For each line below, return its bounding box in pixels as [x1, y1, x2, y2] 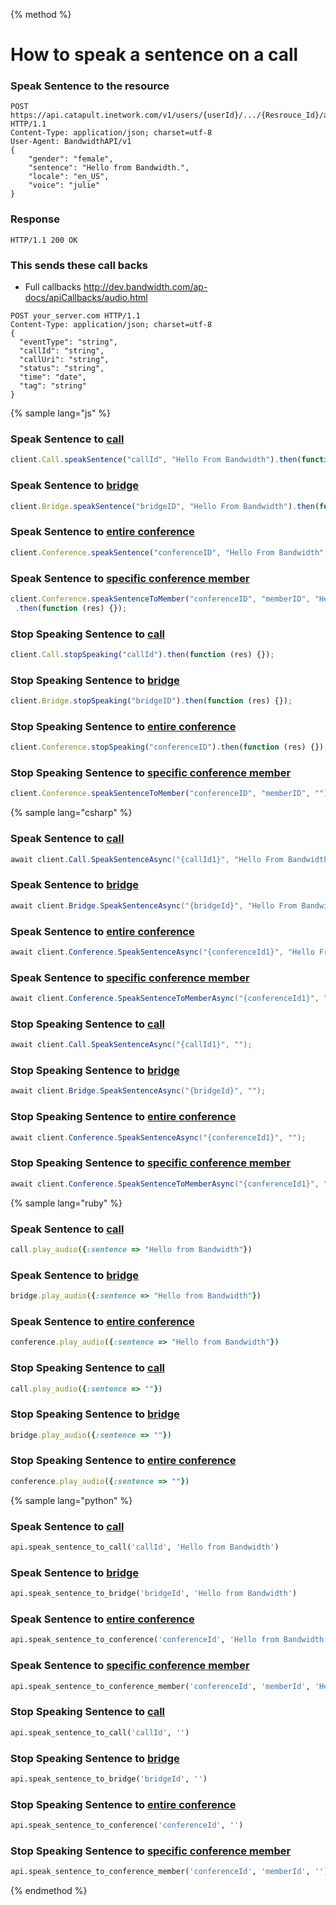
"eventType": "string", [19, 337, 118, 348]
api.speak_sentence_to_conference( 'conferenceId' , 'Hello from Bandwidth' [10, 1635, 329, 1645]
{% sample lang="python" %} [10, 1494, 133, 1506]
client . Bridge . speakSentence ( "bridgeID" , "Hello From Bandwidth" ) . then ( [10, 501, 320, 511]
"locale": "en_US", [28, 172, 110, 182]
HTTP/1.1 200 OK [10, 235, 78, 245]
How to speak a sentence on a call [10, 44, 299, 66]
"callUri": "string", [19, 355, 110, 365]
